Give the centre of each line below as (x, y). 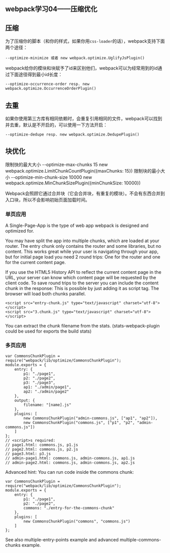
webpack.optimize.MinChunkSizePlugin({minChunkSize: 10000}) (73, 183)
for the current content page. (36, 263)
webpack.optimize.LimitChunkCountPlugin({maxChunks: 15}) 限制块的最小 (83, 171)
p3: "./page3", (40, 383)
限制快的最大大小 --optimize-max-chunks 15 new (57, 165)
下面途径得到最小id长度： (36, 75)
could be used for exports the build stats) (48, 331)
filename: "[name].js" (47, 405)
